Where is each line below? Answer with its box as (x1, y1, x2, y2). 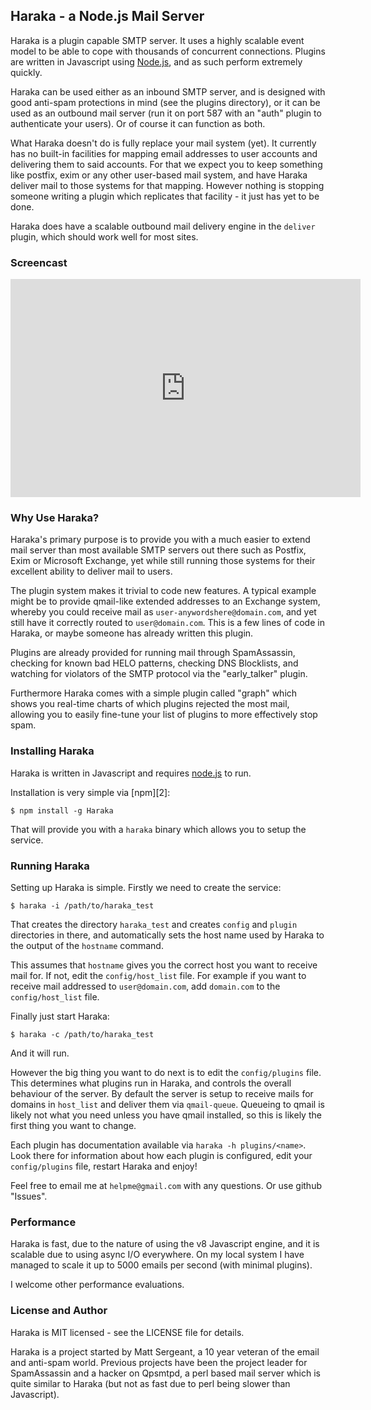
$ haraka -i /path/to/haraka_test (10, 901, 155, 911)
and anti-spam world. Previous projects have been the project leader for (10, 1356, 308, 1368)
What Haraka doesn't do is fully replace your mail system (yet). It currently (10, 137, 317, 149)
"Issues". (10, 1190, 48, 1202)
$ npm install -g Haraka (10, 805, 114, 816)
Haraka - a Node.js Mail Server (10, 8, 205, 25)
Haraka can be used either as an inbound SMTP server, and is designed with (10, 85, 326, 98)
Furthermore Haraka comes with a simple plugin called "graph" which (10, 687, 298, 699)
